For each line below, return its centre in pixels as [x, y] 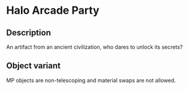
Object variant [34, 66]
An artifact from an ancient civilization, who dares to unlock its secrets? [94, 47]
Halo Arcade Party [53, 10]
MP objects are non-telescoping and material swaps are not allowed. [91, 80]
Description [28, 33]
